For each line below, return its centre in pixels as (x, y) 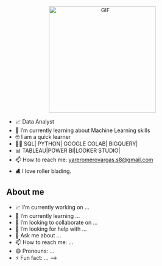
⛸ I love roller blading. (43, 171)
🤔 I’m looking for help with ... (51, 229)
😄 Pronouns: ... (35, 251)
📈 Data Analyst (35, 121)
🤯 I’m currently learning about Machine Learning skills (83, 130)
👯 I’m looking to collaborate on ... (56, 222)
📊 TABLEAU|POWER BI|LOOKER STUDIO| (68, 150)
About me (25, 192)
